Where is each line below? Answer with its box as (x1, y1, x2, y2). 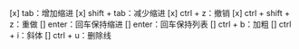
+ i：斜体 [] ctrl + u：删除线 (9, 30, 111, 40)
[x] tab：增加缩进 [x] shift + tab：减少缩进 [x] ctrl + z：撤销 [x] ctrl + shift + (9, 8, 291, 18)
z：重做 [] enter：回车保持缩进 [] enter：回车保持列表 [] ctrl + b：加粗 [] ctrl (9, 19, 292, 29)
